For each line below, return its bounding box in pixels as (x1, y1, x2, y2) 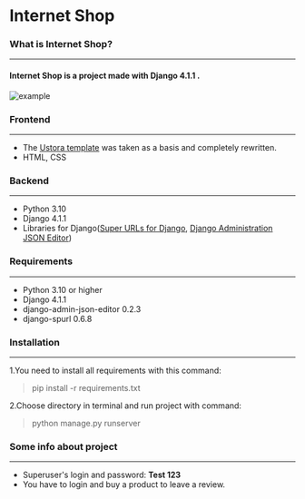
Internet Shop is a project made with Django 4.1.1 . (9, 70, 201, 82)
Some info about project (9, 440, 118, 453)
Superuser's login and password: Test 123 (22, 469, 182, 481)
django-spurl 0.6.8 (22, 313, 93, 324)
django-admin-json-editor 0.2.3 (22, 303, 142, 314)
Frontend (9, 113, 51, 125)
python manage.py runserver (31, 417, 141, 428)
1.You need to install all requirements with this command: (9, 365, 222, 376)
